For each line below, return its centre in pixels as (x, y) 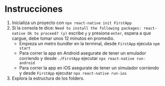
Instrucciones (34, 9)
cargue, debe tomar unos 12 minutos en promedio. (63, 38)
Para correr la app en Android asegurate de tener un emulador (82, 53)
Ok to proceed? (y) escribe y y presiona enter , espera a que (89, 33)
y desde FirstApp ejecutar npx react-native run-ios (73, 73)
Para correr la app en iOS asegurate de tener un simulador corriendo (89, 68)
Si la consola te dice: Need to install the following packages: (77, 28)
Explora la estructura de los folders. (48, 78)
